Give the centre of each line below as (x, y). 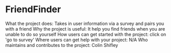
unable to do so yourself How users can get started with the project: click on (86, 34)
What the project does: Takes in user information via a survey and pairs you (85, 23)
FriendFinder (33, 9)
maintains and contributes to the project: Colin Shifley (62, 45)
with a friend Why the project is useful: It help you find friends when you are (85, 29)
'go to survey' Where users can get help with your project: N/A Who (77, 40)
